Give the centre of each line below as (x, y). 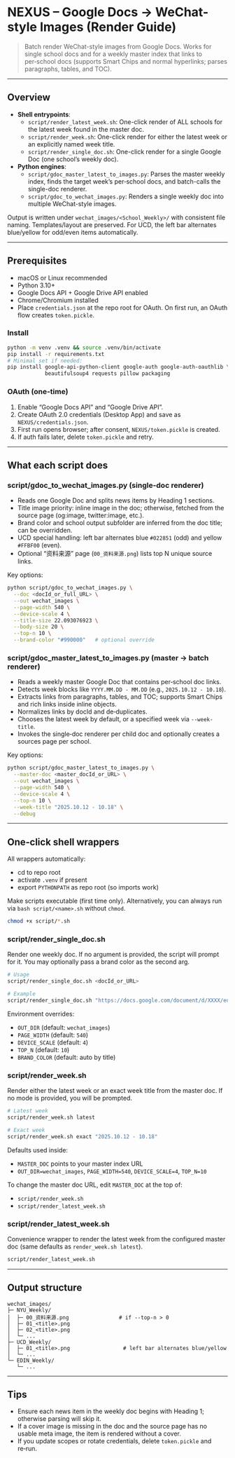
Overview (29, 98)
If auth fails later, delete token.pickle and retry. (85, 437)
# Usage (19, 975)
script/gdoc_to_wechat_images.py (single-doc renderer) (106, 485)
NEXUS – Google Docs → (80, 12)
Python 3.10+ (36, 285)
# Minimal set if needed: (45, 361)
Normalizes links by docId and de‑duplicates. (83, 711)
